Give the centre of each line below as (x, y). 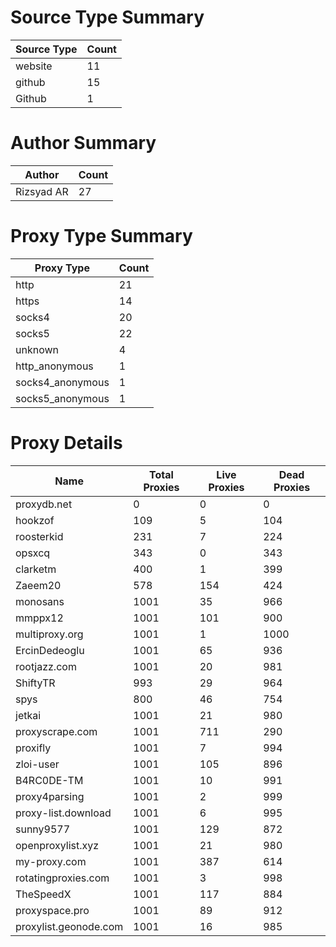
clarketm (36, 569)
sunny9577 (43, 829)
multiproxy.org (49, 634)
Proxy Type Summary (101, 236)
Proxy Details (66, 443)
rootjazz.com (46, 666)
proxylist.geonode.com (69, 926)
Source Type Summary (107, 17)
